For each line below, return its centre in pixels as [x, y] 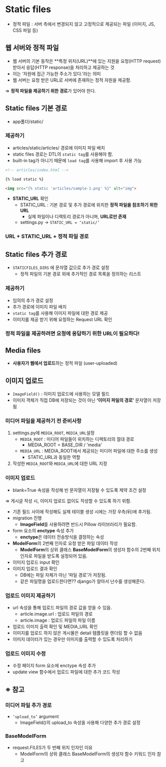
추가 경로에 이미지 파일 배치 [40, 306]
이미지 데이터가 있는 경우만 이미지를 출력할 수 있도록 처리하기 [72, 639]
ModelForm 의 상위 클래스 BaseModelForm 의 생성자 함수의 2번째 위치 [90, 549]
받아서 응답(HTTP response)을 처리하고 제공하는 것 [63, 67]
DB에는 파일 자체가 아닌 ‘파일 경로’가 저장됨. [63, 575]
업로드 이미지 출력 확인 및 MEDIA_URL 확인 [55, 626]
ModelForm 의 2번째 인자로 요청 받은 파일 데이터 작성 [65, 543]
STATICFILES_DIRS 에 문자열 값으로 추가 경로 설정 [61, 267]
